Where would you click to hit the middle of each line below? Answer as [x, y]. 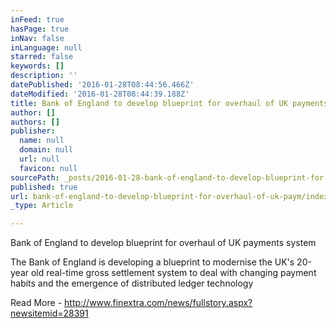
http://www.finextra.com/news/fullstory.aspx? [158, 303]
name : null [42, 141]
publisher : [33, 131]
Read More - [36, 303]
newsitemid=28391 [49, 313]
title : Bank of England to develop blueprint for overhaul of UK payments [169, 103]
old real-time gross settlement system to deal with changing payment [173, 273]
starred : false [42, 57]
